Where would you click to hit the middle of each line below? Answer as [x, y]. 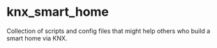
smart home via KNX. [37, 38]
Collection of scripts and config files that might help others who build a [108, 31]
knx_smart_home [58, 12]
